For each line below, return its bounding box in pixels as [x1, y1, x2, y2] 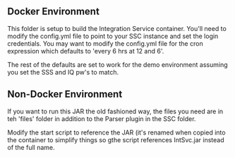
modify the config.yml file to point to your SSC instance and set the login [7, 32, 219, 40]
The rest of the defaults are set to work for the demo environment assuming [7, 60, 228, 69]
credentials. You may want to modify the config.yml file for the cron [7, 39, 203, 48]
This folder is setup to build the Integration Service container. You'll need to [7, 24, 227, 32]
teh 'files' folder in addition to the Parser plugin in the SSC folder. [7, 114, 196, 123]
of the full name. [7, 143, 55, 151]
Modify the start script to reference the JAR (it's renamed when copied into [7, 128, 226, 137]
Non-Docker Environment [7, 88, 123, 101]
